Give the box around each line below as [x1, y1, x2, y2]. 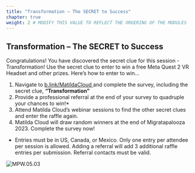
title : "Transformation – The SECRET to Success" [6, 8, 132, 15]
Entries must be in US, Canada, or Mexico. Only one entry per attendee [14, 136, 188, 143]
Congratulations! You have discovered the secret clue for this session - [6, 57, 180, 64]
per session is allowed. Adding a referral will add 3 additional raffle [14, 143, 178, 150]
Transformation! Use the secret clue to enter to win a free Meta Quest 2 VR [6, 63, 189, 71]
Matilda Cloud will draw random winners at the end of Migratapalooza [14, 119, 186, 126]
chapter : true [6, 14, 41, 20]
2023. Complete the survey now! [14, 125, 95, 132]
